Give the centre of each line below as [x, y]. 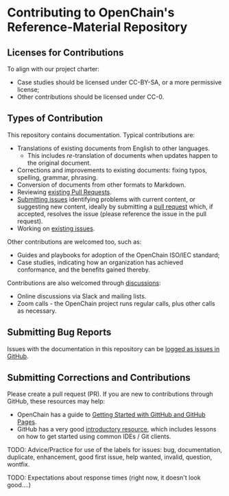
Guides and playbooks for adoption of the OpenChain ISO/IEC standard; [118, 255]
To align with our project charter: [53, 69]
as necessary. [37, 311]
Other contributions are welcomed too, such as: [74, 241]
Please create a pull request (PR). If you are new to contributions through [110, 394]
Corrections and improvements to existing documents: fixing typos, [112, 170]
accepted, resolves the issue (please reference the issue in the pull [112, 213]
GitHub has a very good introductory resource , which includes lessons [117, 429]
